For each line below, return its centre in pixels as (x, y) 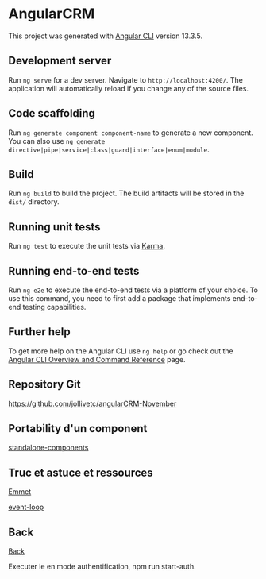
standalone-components (48, 448)
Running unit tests (54, 227)
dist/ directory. (34, 202)
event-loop (26, 507)
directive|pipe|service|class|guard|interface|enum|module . (109, 149)
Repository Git (44, 385)
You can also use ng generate (57, 141)
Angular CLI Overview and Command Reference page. (97, 359)
